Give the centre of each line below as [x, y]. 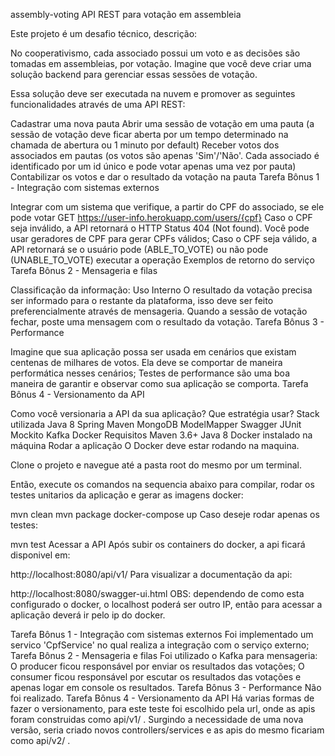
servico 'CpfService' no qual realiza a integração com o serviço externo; [160, 645]
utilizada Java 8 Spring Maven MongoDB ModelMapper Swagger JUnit [156, 424]
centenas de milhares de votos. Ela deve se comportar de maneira [146, 362]
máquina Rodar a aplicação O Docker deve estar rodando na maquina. [155, 445]
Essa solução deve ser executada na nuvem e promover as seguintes [153, 93]
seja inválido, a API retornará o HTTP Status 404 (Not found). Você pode [160, 228]
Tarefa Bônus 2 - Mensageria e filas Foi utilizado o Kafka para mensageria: [164, 655]
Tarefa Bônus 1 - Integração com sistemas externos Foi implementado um [162, 634]
